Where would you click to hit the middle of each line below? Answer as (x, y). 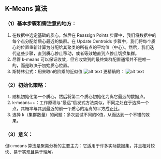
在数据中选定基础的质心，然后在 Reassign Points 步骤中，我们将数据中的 (84, 35)
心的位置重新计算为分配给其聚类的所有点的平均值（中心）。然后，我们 (81, 47)
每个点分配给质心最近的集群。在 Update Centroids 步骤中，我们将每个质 (84, 41)
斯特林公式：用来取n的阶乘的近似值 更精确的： (68, 71)
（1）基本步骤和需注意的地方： (41, 24)
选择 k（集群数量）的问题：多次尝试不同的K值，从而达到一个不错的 (79, 115)
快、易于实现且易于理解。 (30, 152)
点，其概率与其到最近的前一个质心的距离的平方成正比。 (67, 108)
